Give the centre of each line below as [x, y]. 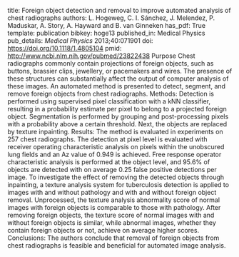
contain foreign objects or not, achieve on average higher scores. [103, 230]
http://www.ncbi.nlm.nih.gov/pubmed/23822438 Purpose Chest [101, 56]
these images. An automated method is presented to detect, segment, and [117, 86]
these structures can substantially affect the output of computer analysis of [118, 79]
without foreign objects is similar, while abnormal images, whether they [112, 223]
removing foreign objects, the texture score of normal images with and [111, 215]
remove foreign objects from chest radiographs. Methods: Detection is [111, 94]
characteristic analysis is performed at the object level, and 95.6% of [109, 162]
